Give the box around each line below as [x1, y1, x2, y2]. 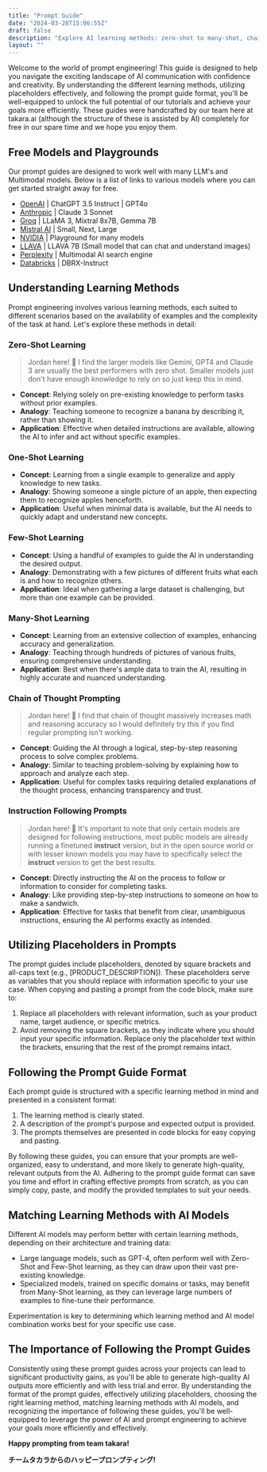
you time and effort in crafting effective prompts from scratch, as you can [8, 1176, 249, 1187]
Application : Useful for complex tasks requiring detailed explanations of [19, 777, 257, 787]
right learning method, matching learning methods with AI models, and [8, 1397, 239, 1407]
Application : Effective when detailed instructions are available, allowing [19, 424, 255, 433]
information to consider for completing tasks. [19, 881, 168, 891]
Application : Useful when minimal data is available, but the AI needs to [19, 503, 253, 514]
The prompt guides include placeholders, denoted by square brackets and [8, 959, 252, 969]
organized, [8, 1160, 44, 1169]
